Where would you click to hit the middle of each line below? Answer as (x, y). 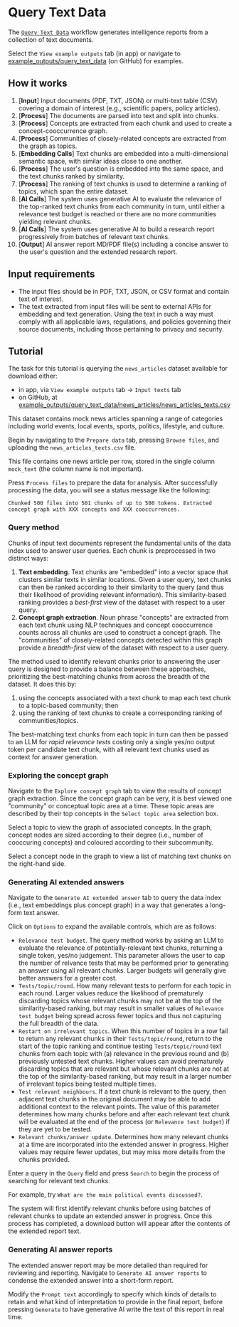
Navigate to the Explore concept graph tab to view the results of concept (115, 791)
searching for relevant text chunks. (59, 1181)
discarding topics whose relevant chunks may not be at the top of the (120, 1001)
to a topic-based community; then (68, 705)
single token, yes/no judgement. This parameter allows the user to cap (122, 956)
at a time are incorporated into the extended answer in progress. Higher (123, 1144)
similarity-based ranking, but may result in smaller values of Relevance (121, 1008)
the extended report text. (44, 1231)
